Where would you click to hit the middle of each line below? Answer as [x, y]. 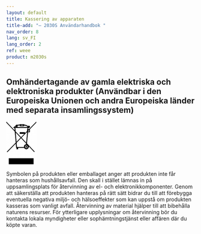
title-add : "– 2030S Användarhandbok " [56, 25]
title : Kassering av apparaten [45, 19]
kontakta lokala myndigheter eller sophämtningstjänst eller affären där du [97, 218]
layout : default [26, 13]
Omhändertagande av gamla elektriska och [88, 82]
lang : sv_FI [21, 38]
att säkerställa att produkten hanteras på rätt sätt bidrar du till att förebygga [99, 193]
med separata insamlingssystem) [70, 110]
